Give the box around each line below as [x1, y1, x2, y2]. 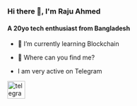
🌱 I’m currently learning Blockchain [17, 40, 119, 48]
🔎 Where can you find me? [17, 53, 95, 62]
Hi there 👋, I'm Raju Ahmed [7, 6, 101, 16]
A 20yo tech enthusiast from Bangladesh [7, 24, 131, 33]
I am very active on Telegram [17, 67, 102, 76]
